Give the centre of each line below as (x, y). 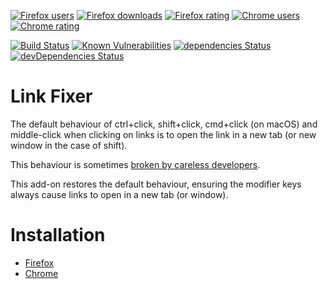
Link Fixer (51, 96)
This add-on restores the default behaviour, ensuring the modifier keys (156, 184)
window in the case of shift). (69, 145)
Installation (58, 235)
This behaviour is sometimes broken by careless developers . (135, 164)
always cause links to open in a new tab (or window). (119, 194)
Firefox (39, 262)
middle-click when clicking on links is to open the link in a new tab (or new (163, 134)
